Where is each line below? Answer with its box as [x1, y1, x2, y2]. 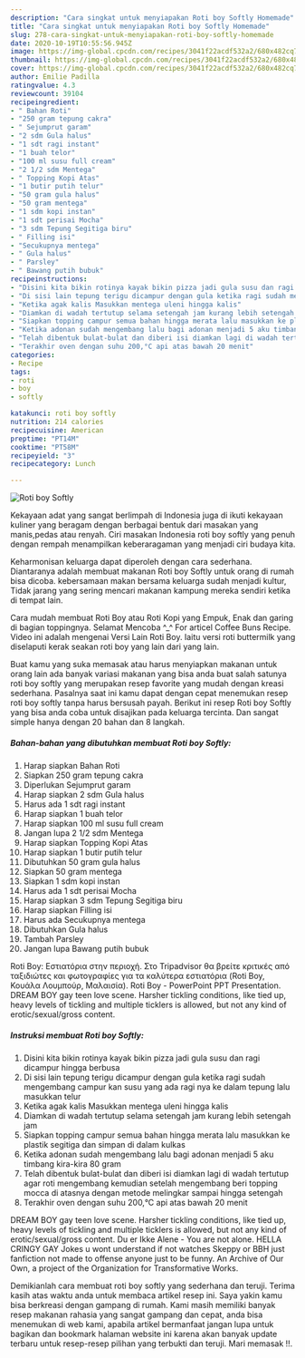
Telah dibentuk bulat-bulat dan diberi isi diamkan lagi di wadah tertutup [23, 1169, 289, 1179]
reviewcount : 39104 [10, 89, 84, 98]
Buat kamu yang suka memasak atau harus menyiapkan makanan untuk [10, 659, 278, 670]
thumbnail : [10, 55, 52, 64]
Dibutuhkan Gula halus [23, 924, 109, 935]
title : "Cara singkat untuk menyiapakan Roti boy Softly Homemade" [10, 22, 271, 31]
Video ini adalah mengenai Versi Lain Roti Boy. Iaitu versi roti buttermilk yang [10, 632, 296, 643]
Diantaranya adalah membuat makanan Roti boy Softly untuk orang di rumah [10, 566, 295, 577]
